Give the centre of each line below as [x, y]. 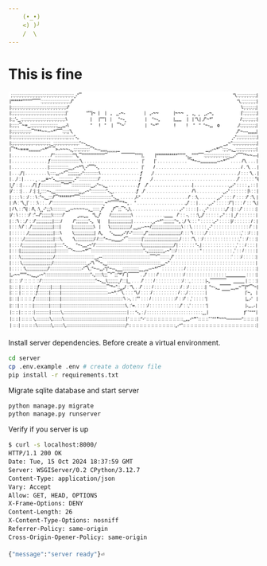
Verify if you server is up [48, 429]
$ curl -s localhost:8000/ [53, 445]
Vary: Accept [30, 487]
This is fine [45, 74]
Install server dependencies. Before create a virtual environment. [114, 342]
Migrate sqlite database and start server [74, 390]
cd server [25, 358]
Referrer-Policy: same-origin [58, 529]
